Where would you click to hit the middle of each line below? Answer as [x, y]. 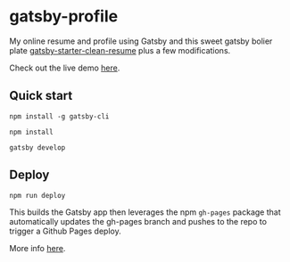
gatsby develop [37, 147]
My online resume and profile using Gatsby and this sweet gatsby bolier [141, 41]
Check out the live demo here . [65, 68]
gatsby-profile [64, 16]
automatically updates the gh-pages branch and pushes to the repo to [138, 221]
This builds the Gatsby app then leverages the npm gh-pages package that [145, 212]
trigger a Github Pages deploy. [66, 231]
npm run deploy [37, 195]
